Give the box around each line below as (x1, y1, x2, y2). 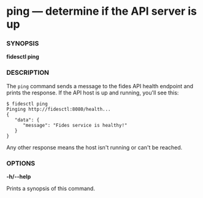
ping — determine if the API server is (6, 4, 197, 18)
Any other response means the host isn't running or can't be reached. (6, 143, 183, 151)
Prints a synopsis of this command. (6, 185, 95, 192)
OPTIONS (6, 159, 36, 167)
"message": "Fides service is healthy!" (22, 122, 128, 128)
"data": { (14, 116, 40, 123)
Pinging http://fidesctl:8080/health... (6, 106, 112, 112)
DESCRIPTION (6, 69, 50, 77)
